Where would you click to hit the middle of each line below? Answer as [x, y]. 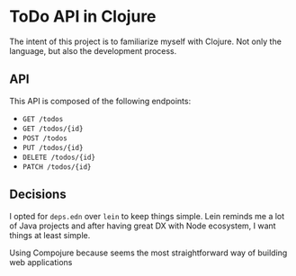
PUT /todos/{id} [53, 147]
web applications [41, 262]
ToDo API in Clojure [83, 17]
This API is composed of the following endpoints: [100, 101]
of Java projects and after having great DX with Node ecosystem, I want [143, 226]
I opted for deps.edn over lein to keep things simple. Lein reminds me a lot [147, 216]
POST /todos [45, 138]
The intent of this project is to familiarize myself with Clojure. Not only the [145, 41]
